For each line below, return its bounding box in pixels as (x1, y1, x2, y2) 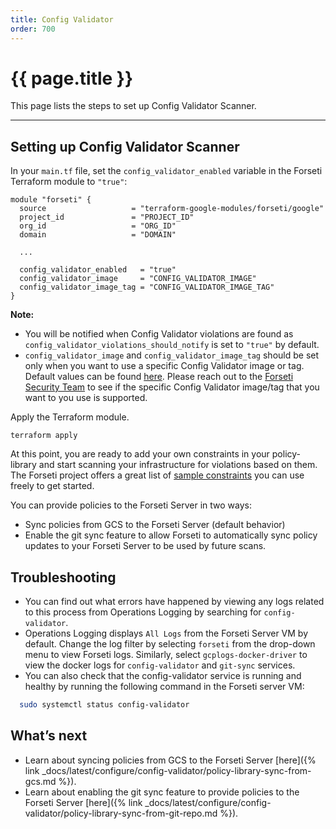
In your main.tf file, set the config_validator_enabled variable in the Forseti (10, 165, 323, 177)
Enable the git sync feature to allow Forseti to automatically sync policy (24, 529, 318, 541)
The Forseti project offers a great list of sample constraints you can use (10, 469, 305, 481)
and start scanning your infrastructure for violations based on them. (38, 459, 318, 471)
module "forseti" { (10, 195, 92, 205)
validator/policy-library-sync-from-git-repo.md (24, 807, 218, 819)
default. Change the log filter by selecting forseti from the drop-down (24, 638, 316, 650)
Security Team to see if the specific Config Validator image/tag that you (24, 381, 320, 393)
